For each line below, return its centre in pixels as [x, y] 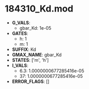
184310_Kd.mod [39, 9]
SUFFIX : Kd [24, 49]
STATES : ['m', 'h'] [30, 60]
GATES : [20, 33]
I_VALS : [20, 65]
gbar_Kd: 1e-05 [35, 28]
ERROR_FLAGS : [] [31, 81]
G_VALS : [21, 23]
